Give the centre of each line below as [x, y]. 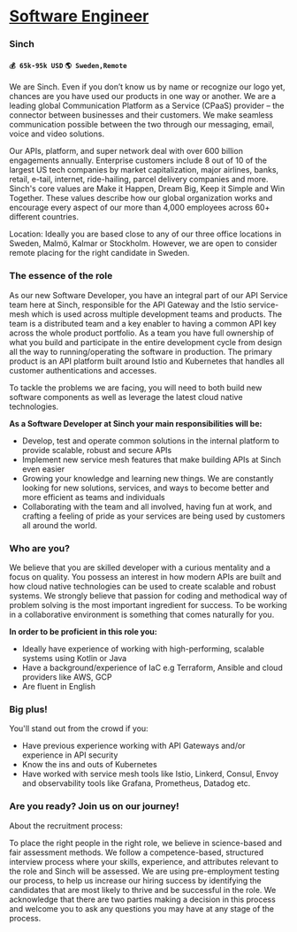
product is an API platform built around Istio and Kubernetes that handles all [147, 361]
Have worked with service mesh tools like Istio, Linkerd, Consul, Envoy [150, 774]
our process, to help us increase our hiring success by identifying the [136, 880]
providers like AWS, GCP [67, 677]
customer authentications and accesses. [83, 370]
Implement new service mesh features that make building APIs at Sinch [151, 459]
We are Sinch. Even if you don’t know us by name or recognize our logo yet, [147, 87]
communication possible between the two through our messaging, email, [142, 125]
